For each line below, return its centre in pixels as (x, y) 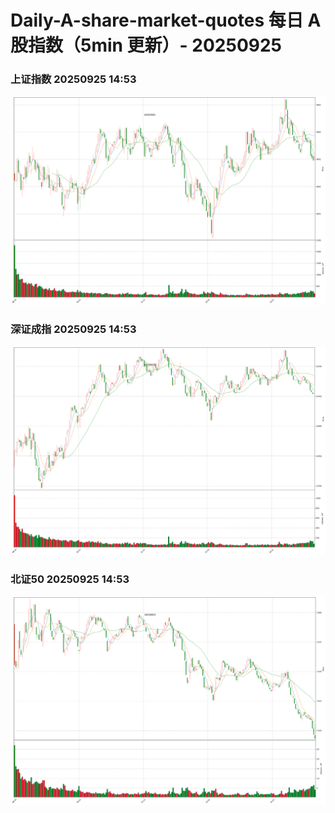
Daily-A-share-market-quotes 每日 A (166, 20)
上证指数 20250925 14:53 (73, 79)
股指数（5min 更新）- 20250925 (146, 45)
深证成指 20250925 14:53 (73, 329)
